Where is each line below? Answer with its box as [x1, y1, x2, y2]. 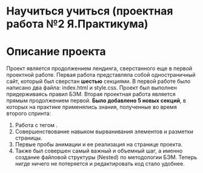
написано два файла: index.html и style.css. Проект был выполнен [6, 84, 177, 91]
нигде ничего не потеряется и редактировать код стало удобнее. [15, 160, 185, 168]
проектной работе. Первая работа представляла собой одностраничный [6, 71, 196, 79]
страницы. [15, 134, 42, 142]
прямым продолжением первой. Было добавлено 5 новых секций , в [6, 97, 187, 104]
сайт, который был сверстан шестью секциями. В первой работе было [6, 77, 191, 85]
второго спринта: [6, 110, 52, 117]
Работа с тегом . [15, 122, 58, 129]
